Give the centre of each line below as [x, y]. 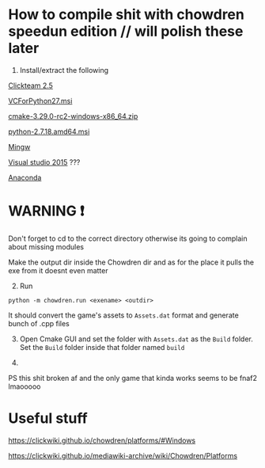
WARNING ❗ [46, 211]
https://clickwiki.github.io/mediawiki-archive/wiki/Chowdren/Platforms [123, 455]
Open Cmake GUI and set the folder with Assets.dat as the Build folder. [136, 339]
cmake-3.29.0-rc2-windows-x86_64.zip [73, 116]
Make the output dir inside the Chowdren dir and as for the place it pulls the [131, 262]
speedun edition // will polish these [126, 31]
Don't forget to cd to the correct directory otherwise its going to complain [128, 238]
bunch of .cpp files [39, 323]
